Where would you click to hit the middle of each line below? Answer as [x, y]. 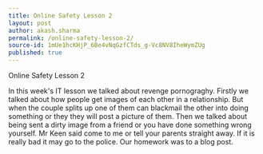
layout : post [30, 23]
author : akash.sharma [44, 30]
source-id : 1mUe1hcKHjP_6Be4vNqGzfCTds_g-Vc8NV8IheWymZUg [107, 45]
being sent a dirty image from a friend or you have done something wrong [130, 125]
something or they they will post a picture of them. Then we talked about [128, 116]
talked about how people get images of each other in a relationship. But [126, 99]
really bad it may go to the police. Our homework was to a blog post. [121, 142]
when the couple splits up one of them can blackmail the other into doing [129, 108]
